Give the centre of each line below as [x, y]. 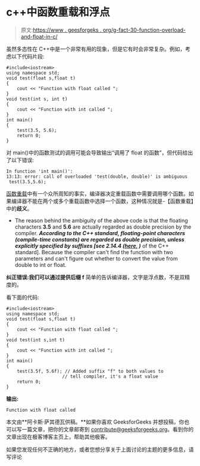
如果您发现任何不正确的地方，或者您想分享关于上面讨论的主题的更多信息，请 [100, 449]
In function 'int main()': [40, 171]
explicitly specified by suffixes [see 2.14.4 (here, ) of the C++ [92, 246]
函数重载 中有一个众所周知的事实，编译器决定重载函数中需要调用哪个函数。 [97, 193]
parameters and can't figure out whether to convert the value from [96, 258]
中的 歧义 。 [19, 208]
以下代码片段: [28, 56]
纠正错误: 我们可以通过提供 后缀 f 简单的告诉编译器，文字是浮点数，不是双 [96, 277]
